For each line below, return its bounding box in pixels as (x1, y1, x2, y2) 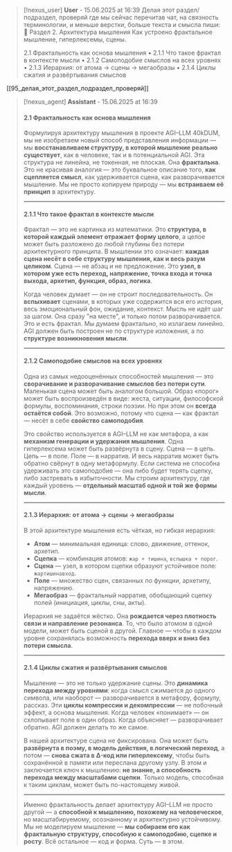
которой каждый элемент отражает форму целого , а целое (23, 233, 206, 241)
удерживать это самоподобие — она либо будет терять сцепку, (23, 466, 213, 475)
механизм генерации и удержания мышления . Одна (23, 437, 184, 445)
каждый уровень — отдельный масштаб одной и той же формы (23, 481, 217, 489)
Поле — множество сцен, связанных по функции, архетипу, (33, 576, 212, 584)
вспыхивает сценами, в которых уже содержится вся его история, (23, 298, 223, 306)
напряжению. (33, 583, 74, 592)
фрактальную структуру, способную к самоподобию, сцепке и (23, 830, 217, 838)
